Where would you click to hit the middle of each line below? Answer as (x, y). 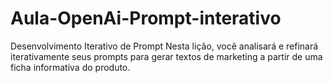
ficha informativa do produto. (70, 67)
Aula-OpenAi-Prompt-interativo (146, 18)
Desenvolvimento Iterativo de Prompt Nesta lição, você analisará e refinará (164, 46)
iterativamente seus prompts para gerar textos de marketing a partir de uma (166, 56)
